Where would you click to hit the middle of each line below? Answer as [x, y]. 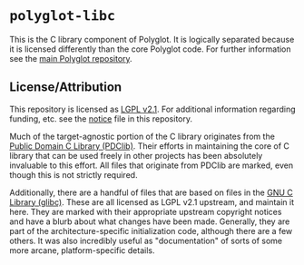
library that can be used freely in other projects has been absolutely [136, 155]
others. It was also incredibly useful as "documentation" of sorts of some [146, 240]
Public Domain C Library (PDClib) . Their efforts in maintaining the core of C [150, 146]
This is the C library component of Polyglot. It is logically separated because [152, 39]
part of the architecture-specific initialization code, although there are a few [151, 231]
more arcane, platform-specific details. [82, 250]
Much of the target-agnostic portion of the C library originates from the [142, 136]
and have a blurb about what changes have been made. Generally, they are [150, 221]
